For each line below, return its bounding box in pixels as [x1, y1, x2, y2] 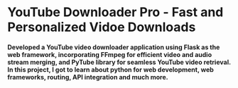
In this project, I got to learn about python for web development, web [7, 65, 215, 74]
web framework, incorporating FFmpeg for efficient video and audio [7, 50, 212, 58]
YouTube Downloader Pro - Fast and [7, 4, 224, 20]
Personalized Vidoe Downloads [7, 19, 196, 35]
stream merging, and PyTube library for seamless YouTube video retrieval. [7, 58, 231, 66]
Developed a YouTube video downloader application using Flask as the [7, 43, 220, 51]
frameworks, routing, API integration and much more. [7, 73, 168, 81]
